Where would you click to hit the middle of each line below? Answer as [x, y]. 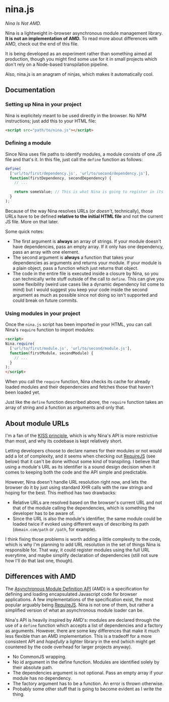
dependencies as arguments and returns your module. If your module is [87, 263]
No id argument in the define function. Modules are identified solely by [86, 662]
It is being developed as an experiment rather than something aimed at [79, 54]
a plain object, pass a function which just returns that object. [75, 268]
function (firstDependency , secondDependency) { [61, 178]
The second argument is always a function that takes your [73, 257]
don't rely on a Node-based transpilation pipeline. [57, 64]
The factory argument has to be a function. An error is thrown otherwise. [88, 683]
